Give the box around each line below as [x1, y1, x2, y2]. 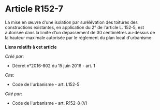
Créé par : [5, 53, 24, 59]
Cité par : [5, 91, 23, 96]
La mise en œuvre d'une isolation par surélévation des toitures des [5, 19, 138, 25]
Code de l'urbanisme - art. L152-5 [12, 81, 80, 87]
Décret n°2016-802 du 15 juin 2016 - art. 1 [12, 63, 96, 69]
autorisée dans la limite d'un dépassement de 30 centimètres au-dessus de [5, 29, 156, 35]
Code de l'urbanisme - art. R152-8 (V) [12, 100, 87, 106]
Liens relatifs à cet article [5, 44, 57, 50]
